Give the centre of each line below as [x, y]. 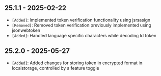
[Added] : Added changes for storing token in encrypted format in [77, 63]
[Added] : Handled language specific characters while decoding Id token [84, 35]
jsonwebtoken [26, 30]
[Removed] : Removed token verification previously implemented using [81, 25]
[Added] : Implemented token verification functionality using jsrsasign [81, 20]
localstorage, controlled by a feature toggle [55, 68]
